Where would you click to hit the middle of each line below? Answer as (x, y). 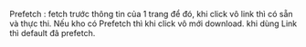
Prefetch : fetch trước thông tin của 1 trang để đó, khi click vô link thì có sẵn (152, 14)
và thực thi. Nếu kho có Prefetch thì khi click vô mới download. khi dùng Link (153, 23)
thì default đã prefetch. (53, 33)
